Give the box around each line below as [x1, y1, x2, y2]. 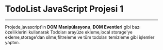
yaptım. [5, 39, 20, 45]
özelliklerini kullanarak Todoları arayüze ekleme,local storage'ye [5, 29, 132, 35]
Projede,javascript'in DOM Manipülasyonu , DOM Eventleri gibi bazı [5, 24, 141, 30]
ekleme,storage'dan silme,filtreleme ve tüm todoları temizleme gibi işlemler [5, 34, 155, 40]
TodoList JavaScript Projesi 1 [5, 3, 124, 15]
